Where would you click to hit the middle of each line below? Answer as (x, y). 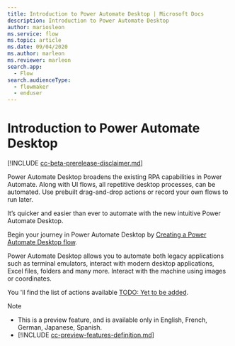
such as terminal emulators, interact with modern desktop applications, (111, 264)
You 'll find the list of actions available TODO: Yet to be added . (98, 293)
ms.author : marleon (36, 54)
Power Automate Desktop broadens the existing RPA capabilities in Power (115, 177)
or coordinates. (29, 279)
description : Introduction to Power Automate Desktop (88, 21)
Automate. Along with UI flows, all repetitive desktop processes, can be (111, 185)
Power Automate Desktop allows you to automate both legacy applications (116, 256)
